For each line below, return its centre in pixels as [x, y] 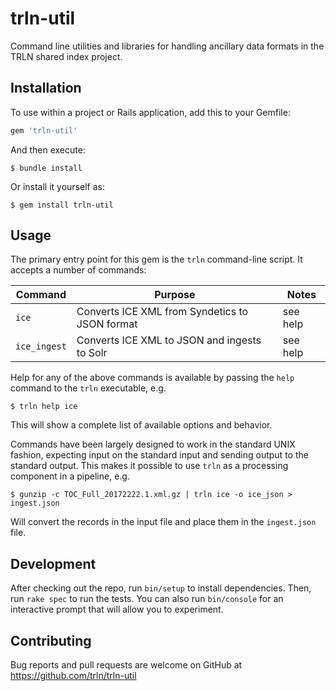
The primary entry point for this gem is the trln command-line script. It [156, 259]
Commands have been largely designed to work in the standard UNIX [153, 444]
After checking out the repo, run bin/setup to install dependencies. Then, [161, 588]
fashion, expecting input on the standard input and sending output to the [159, 455]
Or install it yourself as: [57, 186]
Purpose [175, 295]
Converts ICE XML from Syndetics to [162, 312]
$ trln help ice [44, 407]
